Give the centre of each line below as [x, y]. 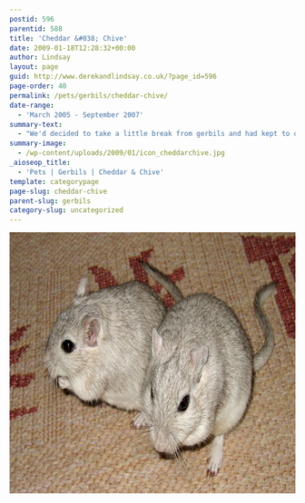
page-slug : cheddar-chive [58, 191]
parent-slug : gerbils [50, 201]
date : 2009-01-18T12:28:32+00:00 [73, 48]
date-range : [32, 105]
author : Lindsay [40, 58]
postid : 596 [32, 19]
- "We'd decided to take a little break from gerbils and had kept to [154, 134]
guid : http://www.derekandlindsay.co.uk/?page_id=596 [113, 77]
